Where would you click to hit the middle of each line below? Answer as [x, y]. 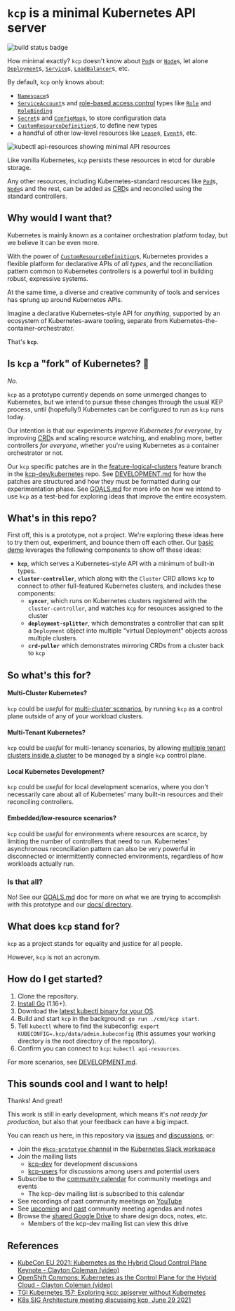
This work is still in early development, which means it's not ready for [108, 1114]
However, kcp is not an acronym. [54, 957]
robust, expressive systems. [48, 278]
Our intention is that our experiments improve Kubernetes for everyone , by [115, 430]
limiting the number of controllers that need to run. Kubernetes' [99, 841]
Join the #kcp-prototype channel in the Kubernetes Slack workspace [116, 1149]
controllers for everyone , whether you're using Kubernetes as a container [113, 445]
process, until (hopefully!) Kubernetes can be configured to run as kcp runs [116, 409]
